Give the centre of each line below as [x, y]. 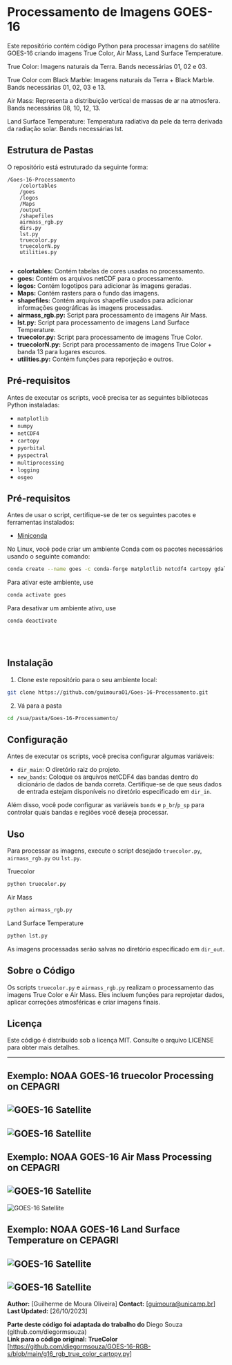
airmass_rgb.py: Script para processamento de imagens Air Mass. [112, 315]
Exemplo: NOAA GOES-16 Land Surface [94, 1230]
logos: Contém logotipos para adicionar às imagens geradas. [104, 285]
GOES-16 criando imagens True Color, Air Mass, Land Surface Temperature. [115, 53]
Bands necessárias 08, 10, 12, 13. [54, 108]
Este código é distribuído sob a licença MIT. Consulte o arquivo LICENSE [110, 1040]
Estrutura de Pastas [50, 150]
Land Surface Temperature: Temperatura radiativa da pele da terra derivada [115, 121]
